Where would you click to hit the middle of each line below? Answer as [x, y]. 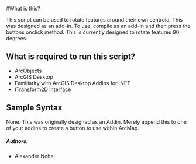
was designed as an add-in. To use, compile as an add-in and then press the [98, 26]
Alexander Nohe [34, 156]
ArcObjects [28, 71]
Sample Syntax [34, 108]
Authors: [17, 141]
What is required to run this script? [71, 57]
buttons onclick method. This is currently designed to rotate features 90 [93, 32]
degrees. [17, 38]
